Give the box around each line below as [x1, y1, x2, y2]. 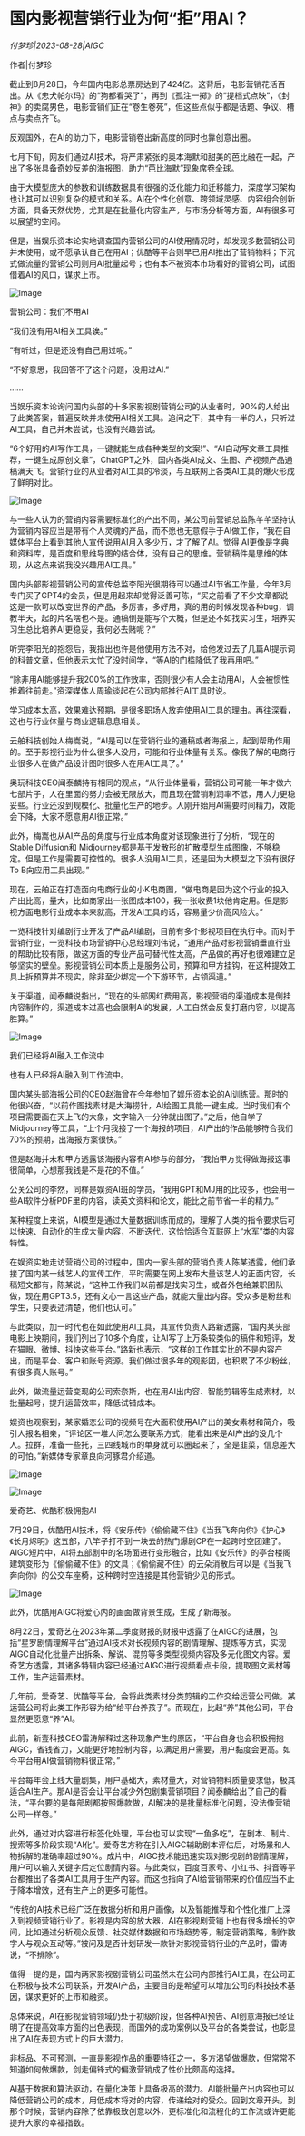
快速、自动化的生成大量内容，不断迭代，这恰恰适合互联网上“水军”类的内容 [16, 1225, 295, 1236]
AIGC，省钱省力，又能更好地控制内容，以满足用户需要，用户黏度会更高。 [9, 1744, 284, 1755]
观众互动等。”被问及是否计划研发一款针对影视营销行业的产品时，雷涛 [33, 1937, 288, 1948]
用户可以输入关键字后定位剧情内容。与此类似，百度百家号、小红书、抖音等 [9, 1862, 288, 1873]
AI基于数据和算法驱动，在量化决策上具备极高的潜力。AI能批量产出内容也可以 [9, 2082, 295, 2093]
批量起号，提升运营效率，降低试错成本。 [9, 1397, 161, 1408]
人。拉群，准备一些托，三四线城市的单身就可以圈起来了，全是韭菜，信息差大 [9, 1439, 296, 1450]
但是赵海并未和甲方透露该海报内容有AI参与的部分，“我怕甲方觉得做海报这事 [9, 1153, 291, 1164]
